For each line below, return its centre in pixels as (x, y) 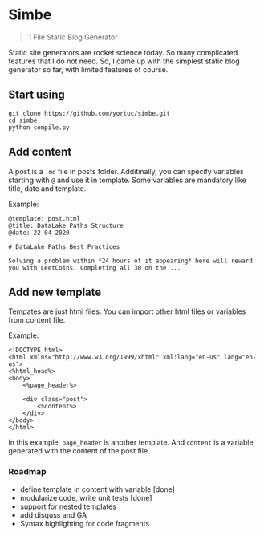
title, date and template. (47, 188)
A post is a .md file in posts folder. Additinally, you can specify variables (126, 171)
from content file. (37, 320)
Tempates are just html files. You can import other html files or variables (127, 311)
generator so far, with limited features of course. (88, 69)
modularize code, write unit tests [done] (86, 497)
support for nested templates (68, 506)
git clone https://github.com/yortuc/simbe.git (89, 113)
